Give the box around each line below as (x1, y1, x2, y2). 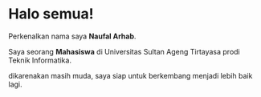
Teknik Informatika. (8, 55, 72, 65)
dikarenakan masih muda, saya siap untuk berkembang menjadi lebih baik (8, 71, 253, 80)
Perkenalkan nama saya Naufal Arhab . (8, 31, 137, 41)
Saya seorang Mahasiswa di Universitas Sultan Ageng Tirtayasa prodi (8, 46, 241, 56)
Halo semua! (8, 5, 94, 23)
